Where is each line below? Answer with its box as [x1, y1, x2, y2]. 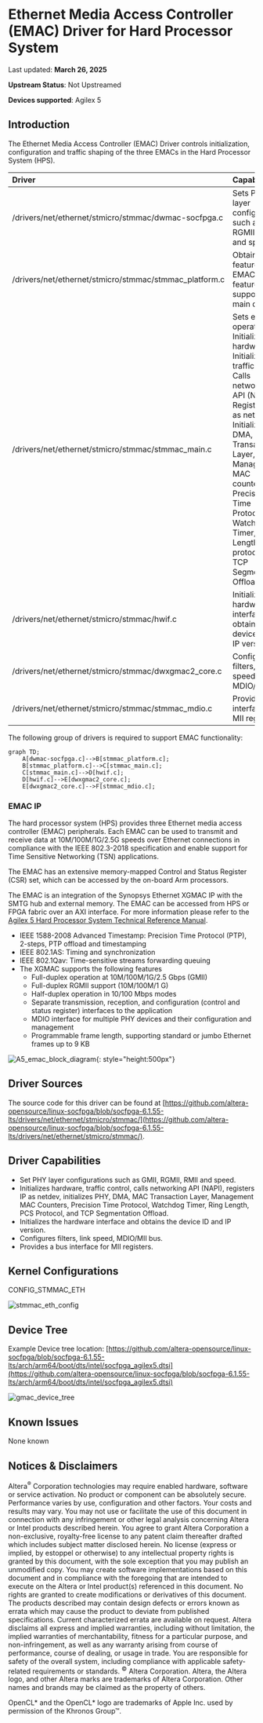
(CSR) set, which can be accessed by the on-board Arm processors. [8, 876, 229, 885]
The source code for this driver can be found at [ [8, 1098, 166, 1107]
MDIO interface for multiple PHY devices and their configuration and [31, 1015, 252, 1024]
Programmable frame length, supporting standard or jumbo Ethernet [31, 1031, 252, 1041]
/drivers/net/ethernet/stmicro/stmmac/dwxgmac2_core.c [12, 665, 222, 676]
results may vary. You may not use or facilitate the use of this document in [8, 1506, 247, 1516]
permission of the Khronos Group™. [8, 1707, 122, 1716]
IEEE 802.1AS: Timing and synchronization [19, 948, 156, 957]
